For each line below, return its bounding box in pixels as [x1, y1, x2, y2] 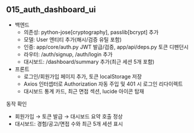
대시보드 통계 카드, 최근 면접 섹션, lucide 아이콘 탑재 [23, 87, 144, 95]
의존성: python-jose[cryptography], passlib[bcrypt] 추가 [23, 28, 159, 35]
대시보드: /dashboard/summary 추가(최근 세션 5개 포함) [23, 58, 155, 65]
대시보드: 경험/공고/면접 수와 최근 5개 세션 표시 [14, 120, 123, 127]
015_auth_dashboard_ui [6, 5, 96, 15]
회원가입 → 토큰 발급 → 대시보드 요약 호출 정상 [14, 112, 123, 120]
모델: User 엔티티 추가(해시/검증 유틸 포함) [23, 35, 122, 43]
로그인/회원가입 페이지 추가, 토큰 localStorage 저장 [23, 73, 142, 80]
